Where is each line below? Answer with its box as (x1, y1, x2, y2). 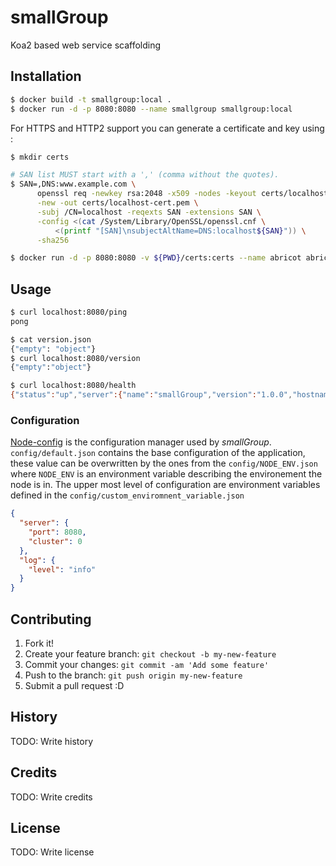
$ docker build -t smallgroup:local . (10, 94, 172, 105)
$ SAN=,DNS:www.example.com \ (10, 179, 137, 190)
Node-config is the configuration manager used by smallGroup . (10, 436, 272, 448)
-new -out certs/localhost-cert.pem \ (36, 198, 199, 208)
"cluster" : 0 (28, 536, 83, 546)
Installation (10, 68, 82, 85)
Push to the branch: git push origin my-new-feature (24, 669, 243, 681)
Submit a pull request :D (24, 680, 125, 692)
